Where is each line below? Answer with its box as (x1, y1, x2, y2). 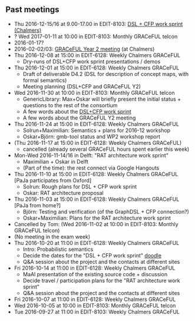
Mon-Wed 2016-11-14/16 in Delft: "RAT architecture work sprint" (14, 151, 169, 158)
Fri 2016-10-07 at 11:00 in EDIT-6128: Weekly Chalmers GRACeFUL (14, 296, 176, 303)
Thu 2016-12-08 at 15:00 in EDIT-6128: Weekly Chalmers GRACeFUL (14, 51, 181, 58)
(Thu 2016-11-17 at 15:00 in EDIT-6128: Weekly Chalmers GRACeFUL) (14, 139, 182, 146)
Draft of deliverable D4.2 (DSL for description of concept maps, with (22, 70, 189, 77)
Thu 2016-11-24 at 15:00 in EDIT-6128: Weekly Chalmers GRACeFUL (14, 120, 179, 127)
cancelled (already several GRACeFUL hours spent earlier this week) (22, 145, 190, 153)
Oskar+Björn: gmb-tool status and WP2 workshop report (22, 133, 160, 140)
